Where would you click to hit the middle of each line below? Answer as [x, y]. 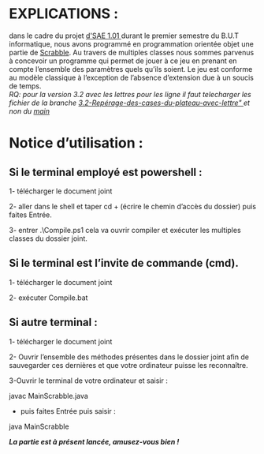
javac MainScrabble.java [49, 396]
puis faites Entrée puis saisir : [68, 411]
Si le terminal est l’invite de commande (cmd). [124, 263]
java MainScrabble [39, 426]
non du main [30, 111]
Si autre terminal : [53, 323]
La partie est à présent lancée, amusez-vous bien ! [94, 441]
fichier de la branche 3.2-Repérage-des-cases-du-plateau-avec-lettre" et [130, 103]
